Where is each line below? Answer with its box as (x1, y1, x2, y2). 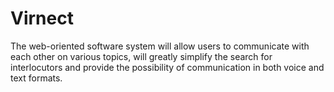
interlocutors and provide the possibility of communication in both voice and (10, 61, 325, 73)
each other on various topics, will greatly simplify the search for (10, 50, 273, 62)
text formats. (10, 72, 63, 84)
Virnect (10, 7, 74, 30)
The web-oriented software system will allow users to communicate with (10, 40, 310, 52)
